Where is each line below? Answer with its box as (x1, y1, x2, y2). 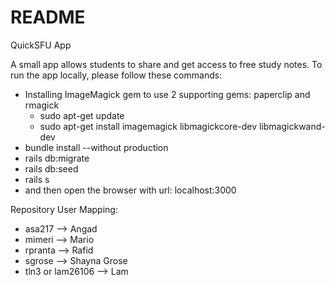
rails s (24, 173, 50, 185)
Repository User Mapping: (10, 203, 118, 215)
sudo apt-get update (39, 109, 125, 121)
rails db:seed (24, 162, 79, 175)
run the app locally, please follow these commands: (10, 69, 223, 81)
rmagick (24, 99, 60, 111)
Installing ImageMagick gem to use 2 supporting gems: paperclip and (24, 88, 311, 100)
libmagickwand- (258, 120, 326, 132)
